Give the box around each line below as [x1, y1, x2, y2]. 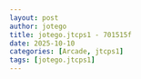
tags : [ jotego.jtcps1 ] [9, 55, 96, 64]
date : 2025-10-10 [9, 38, 76, 48]
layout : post [9, 13, 59, 23]
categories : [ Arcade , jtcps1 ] [9, 47, 125, 56]
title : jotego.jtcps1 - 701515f [9, 30, 132, 39]
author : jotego [9, 22, 67, 31]
